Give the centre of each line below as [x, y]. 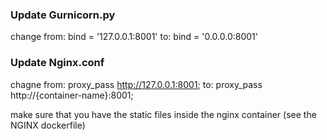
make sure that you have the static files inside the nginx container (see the [163, 114]
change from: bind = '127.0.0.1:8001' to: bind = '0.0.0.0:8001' [134, 37]
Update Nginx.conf [57, 63]
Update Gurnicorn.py [63, 15]
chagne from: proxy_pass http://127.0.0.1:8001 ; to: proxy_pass [136, 84]
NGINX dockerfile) [48, 125]
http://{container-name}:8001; [72, 95]
